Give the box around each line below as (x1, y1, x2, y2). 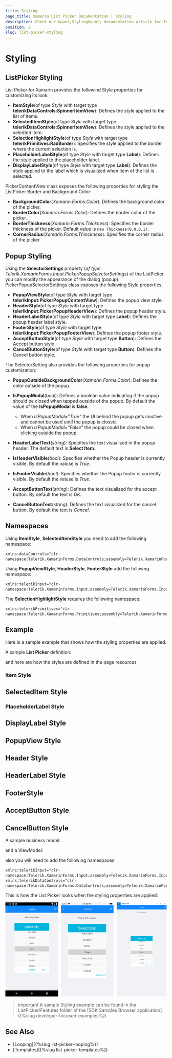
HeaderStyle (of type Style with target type (12, 302, 103, 308)
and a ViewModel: (5, 847, 44, 853)
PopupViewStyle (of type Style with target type (12, 291, 113, 298)
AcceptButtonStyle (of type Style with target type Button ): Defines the (12, 335, 162, 341)
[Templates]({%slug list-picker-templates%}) (12, 1046, 108, 1053)
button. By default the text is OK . (12, 491, 82, 497)
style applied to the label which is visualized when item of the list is (12, 168, 155, 174)
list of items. (12, 113, 39, 119)
